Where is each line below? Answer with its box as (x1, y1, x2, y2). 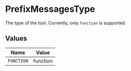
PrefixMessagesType (5, 3, 95, 15)
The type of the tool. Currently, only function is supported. (5, 20, 126, 26)
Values (5, 34, 27, 43)
